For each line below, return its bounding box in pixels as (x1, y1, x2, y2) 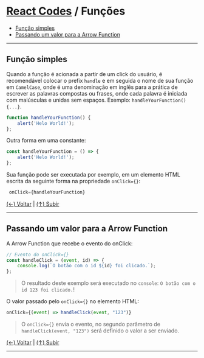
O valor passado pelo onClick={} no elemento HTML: (6, 298, 140, 305)
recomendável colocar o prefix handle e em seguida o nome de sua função (6, 77, 194, 84)
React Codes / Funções (6, 4, 126, 18)
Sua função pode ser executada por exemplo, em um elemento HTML (6, 171, 181, 178)
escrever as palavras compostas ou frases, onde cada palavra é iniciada (6, 89, 188, 97)
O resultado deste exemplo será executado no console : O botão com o (21, 279, 196, 287)
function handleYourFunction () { (6, 114, 91, 121)
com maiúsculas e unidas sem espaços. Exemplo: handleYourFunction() (6, 96, 186, 104)
